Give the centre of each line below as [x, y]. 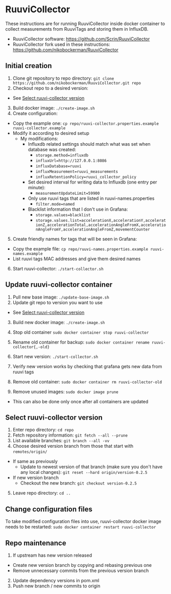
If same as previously [35, 462]
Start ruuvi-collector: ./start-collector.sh [58, 268]
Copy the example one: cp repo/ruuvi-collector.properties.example [86, 123]
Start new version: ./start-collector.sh [55, 356]
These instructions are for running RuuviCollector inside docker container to [85, 24]
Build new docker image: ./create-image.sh [59, 322]
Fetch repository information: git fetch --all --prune [70, 435]
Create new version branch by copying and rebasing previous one [82, 565]
